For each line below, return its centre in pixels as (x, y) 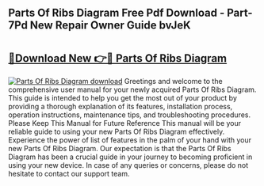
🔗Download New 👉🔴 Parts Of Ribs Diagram (118, 58)
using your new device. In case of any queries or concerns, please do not (128, 165)
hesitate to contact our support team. (69, 174)
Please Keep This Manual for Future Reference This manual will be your (125, 123)
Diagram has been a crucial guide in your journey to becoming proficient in (130, 157)
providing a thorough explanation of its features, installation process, (121, 106)
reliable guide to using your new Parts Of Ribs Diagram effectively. (117, 131)
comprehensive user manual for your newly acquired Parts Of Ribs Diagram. (132, 89)
